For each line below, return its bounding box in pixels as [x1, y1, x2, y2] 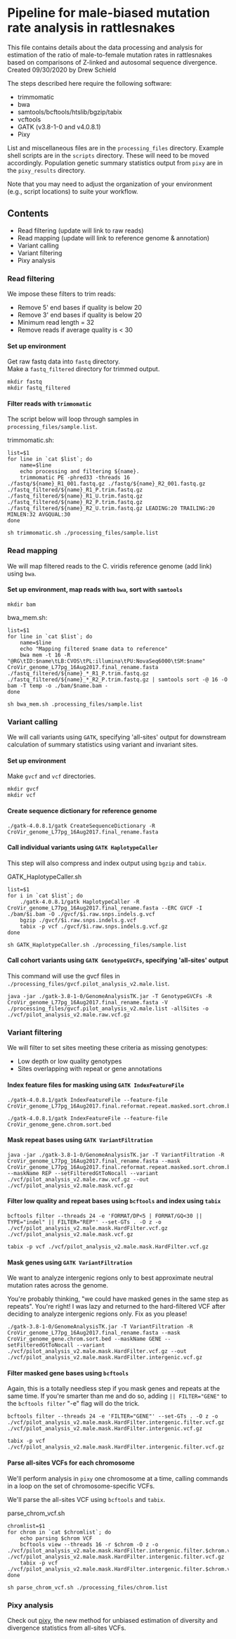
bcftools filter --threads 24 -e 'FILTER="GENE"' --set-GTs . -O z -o [7, 1413, 218, 1420]
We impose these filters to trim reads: [7, 290, 116, 298]
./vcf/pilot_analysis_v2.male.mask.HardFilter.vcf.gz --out [7, 1348, 188, 1355]
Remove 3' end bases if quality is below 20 [17, 311, 143, 319]
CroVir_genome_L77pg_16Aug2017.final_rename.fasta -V [7, 999, 169, 1006]
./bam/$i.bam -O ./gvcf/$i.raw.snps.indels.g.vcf [7, 910, 156, 918]
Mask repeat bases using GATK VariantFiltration [7, 1136, 153, 1144]
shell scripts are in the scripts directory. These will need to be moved [7, 151, 209, 160]
